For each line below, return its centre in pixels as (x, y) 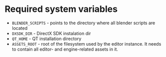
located (20, 28)
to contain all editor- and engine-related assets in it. (65, 49)
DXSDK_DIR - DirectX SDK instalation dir (51, 33)
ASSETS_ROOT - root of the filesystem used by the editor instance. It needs (86, 44)
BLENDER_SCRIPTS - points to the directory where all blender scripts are (83, 23)
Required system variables (61, 9)
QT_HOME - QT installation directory (47, 39)
